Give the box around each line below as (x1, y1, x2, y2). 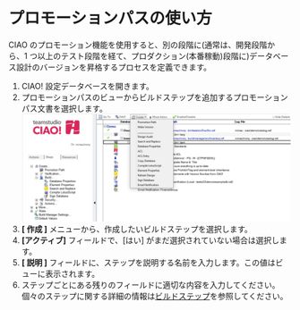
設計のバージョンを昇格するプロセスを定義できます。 (15, 62, 212, 72)
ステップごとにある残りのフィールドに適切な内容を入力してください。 (21, 280, 280, 290)
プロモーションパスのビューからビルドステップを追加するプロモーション (21, 91, 288, 103)
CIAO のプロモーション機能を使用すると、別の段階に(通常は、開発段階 (8, 39, 268, 50)
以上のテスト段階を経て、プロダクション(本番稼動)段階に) (37, 50, 250, 61)
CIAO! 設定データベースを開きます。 (21, 80, 154, 91)
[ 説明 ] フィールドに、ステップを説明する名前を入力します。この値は (21, 257, 276, 268)
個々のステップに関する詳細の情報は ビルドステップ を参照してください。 (21, 291, 288, 302)
